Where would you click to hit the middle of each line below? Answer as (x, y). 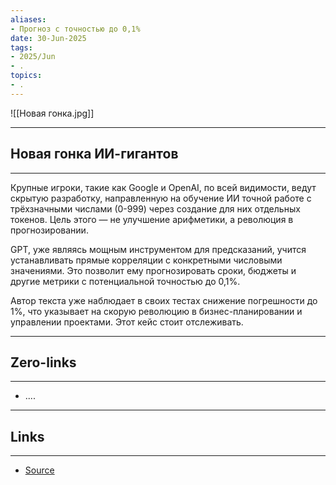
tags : (21, 47)
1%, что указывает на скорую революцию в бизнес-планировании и (156, 311)
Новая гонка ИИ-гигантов (94, 154)
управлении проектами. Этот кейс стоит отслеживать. (127, 322)
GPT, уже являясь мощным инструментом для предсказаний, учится (158, 249)
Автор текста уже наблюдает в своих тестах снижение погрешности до (164, 300)
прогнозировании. (49, 230)
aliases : (28, 19)
